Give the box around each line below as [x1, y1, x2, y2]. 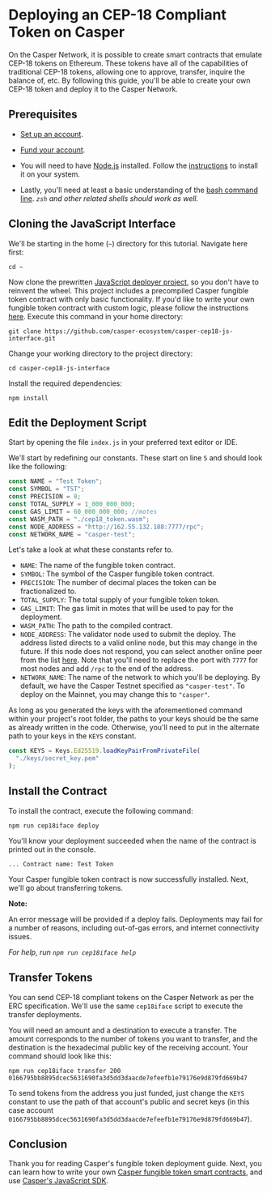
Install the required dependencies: [8, 378, 123, 388]
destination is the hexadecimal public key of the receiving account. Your [8, 1042, 248, 1052]
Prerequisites [8, 108, 78, 122]
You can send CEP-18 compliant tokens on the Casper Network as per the [8, 992, 255, 1002]
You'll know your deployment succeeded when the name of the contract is [8, 836, 256, 845]
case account [8, 1105, 54, 1115]
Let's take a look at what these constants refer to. [8, 545, 174, 554]
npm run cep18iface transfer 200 [8, 1067, 121, 1075]
